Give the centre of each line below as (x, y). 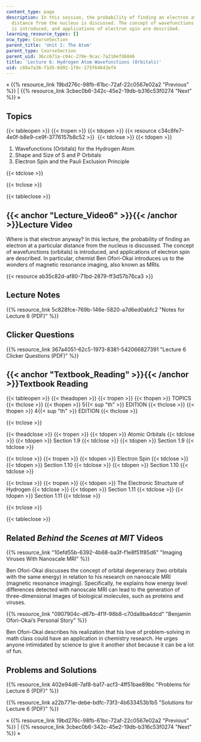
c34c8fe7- (171, 131)
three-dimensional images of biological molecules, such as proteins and (95, 596)
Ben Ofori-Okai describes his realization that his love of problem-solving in (98, 632)
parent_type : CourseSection (41, 51)
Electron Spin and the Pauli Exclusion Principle (72, 161)
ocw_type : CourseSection (37, 40)
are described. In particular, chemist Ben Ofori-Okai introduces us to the (95, 258)
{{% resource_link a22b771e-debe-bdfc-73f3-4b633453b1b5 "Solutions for (100, 702)
